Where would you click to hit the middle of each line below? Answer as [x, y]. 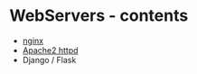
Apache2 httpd [50, 50]
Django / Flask [49, 60]
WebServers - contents [99, 16]
